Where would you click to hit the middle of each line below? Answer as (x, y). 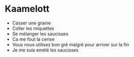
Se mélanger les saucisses (40, 34)
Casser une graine (32, 23)
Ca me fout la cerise (33, 39)
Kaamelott (27, 9)
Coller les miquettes (33, 28)
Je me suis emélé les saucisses (45, 50)
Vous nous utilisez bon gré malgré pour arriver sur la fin (71, 44)
